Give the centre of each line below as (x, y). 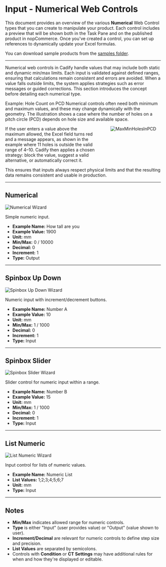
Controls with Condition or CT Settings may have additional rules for (83, 554)
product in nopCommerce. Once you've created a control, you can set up (80, 39)
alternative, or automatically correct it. (44, 160)
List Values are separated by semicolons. (55, 549)
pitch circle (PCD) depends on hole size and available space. (67, 119)
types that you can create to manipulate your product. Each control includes (83, 28)
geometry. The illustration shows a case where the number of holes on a (79, 114)
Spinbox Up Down (33, 278)
